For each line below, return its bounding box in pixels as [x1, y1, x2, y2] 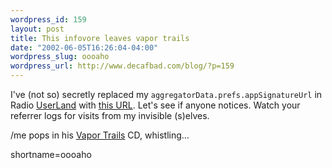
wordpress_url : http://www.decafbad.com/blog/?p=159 [10, 61, 235, 71]
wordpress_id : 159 [10, 14, 87, 25]
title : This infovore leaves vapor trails [10, 33, 190, 43]
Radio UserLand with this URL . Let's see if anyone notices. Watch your [10, 99, 301, 111]
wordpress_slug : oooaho [10, 52, 110, 62]
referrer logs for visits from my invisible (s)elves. [10, 110, 210, 121]
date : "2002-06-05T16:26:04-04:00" [10, 42, 159, 53]
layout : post [10, 24, 65, 34]
